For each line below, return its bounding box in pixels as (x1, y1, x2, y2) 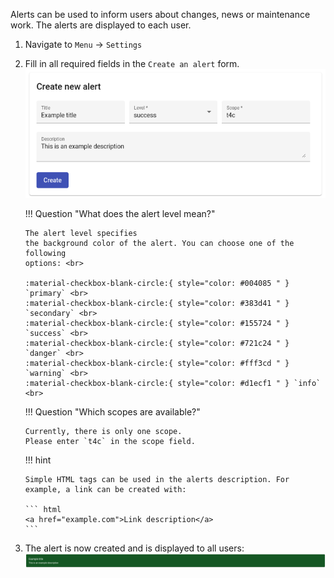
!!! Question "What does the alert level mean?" (24, 208, 216, 219)
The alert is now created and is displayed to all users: (24, 542, 245, 554)
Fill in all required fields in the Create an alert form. (24, 58, 240, 69)
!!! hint (24, 454, 52, 466)
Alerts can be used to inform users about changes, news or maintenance (10, 9, 311, 20)
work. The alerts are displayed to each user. (10, 19, 192, 31)
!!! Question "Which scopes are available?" (24, 406, 201, 418)
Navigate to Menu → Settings (24, 39, 143, 50)
